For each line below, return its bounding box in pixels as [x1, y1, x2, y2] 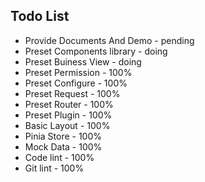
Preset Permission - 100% [24, 66, 133, 78]
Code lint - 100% [24, 151, 95, 163]
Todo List [10, 8, 70, 25]
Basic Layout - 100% [24, 119, 111, 131]
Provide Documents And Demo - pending [24, 34, 195, 46]
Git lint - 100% [24, 162, 85, 174]
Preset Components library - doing [24, 45, 168, 57]
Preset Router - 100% [24, 98, 114, 110]
